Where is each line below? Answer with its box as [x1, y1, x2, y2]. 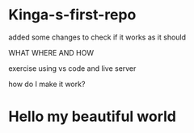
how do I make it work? [8, 79, 86, 89]
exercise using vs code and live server [8, 63, 137, 73]
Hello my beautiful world [8, 107, 176, 126]
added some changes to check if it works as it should [8, 32, 187, 42]
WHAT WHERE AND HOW [8, 48, 95, 57]
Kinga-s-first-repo [8, 6, 137, 24]
